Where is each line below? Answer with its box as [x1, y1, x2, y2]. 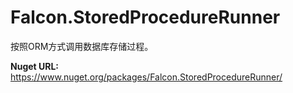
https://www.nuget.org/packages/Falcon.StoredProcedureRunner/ [10, 71, 283, 83]
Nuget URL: [10, 60, 60, 72]
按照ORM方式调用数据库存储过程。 [10, 40, 154, 52]
